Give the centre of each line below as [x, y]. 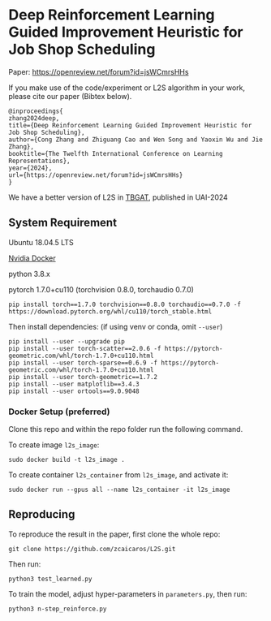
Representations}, [39, 161]
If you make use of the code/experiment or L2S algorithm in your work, [127, 88]
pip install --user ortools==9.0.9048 [74, 391]
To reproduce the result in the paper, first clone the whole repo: [114, 534]
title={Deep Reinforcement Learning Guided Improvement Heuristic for [130, 125]
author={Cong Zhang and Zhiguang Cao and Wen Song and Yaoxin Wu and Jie [136, 140]
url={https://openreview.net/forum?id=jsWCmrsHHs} [96, 175]
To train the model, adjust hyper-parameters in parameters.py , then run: [128, 593]
